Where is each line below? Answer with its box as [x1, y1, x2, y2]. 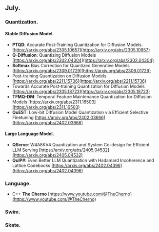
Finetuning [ [12, 115, 37, 120]
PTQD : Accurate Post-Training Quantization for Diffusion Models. [12, 42, 143, 47]
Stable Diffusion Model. [5, 30, 54, 36]
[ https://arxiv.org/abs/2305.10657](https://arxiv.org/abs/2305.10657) [12, 46, 150, 53]
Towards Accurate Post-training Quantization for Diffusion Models [12, 83, 145, 89]
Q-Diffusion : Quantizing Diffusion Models [12, 52, 96, 58]
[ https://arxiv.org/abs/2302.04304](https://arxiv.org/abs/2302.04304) [12, 57, 154, 63]
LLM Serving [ [12, 147, 41, 153]
